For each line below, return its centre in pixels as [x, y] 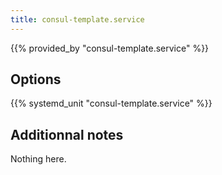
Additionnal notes [67, 134]
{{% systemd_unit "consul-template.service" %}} [111, 103]
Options [36, 79]
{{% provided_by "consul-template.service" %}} [110, 48]
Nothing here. [38, 159]
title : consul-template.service [77, 19]
